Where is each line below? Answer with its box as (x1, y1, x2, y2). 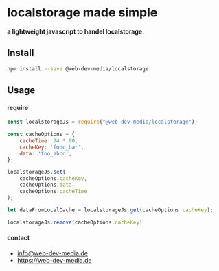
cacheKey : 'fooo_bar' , (19, 144, 84, 151)
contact (7, 234, 30, 242)
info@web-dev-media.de (16, 248, 88, 257)
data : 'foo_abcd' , (19, 150, 72, 157)
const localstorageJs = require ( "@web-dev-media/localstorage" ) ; (7, 118, 198, 126)
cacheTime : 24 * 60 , (19, 137, 78, 144)
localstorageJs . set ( (7, 169, 67, 176)
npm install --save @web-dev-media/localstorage (7, 65, 149, 73)
